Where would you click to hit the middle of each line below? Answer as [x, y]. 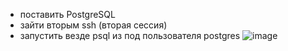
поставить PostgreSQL [67, 14]
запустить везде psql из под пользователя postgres [130, 35]
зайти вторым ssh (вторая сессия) [93, 25]
